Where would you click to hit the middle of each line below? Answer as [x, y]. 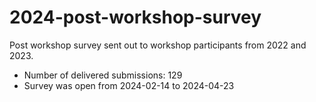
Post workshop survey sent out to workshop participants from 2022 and [158, 45]
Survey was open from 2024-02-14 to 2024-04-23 [129, 85]
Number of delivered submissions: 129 [103, 75]
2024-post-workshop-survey [135, 17]
